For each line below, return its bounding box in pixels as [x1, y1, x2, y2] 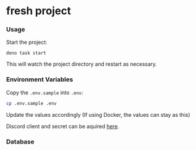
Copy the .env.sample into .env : [6, 89, 83, 96]
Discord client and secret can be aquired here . [6, 123, 120, 130]
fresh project [6, 4, 71, 18]
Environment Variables [6, 75, 73, 84]
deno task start [6, 50, 46, 56]
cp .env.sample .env [6, 100, 57, 106]
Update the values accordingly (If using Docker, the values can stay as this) [6, 111, 191, 118]
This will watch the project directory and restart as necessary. [6, 60, 157, 68]
